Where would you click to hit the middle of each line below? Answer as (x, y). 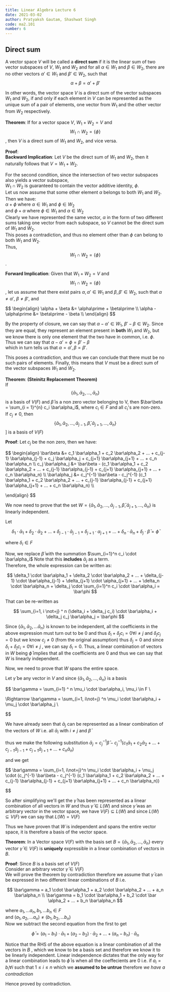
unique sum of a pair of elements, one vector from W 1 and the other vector (83, 105)
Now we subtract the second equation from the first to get (66, 923)
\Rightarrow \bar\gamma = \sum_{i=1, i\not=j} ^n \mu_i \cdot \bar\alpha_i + (83, 699)
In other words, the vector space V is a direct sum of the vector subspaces (83, 92)
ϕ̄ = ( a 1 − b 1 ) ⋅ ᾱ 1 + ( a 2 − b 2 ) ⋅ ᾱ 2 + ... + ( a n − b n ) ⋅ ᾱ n (85, 934)
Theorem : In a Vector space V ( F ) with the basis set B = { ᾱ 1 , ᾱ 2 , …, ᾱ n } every (84, 843)
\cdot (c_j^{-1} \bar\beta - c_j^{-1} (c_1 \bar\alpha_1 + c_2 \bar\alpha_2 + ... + (85, 776)
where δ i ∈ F (19, 543)
